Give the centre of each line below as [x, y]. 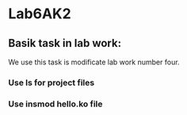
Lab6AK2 [40, 14]
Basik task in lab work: [65, 43]
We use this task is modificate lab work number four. [94, 62]
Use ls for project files [52, 82]
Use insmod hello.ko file [55, 104]
